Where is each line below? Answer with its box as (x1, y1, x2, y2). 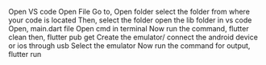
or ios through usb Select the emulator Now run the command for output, (8, 41, 251, 51)
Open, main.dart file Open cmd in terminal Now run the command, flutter (8, 24, 249, 33)
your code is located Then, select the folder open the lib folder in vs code (8, 15, 252, 25)
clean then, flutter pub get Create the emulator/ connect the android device (8, 32, 258, 42)
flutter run (8, 50, 42, 59)
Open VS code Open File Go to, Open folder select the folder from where (8, 7, 250, 16)
